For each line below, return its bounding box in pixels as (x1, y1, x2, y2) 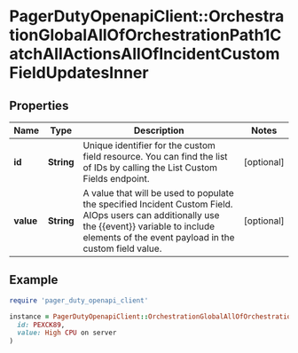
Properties (9, 98, 69, 113)
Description (133, 124, 184, 137)
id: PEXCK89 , (17, 320, 66, 329)
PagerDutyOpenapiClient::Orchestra (9, 6, 285, 27)
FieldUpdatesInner (9, 63, 149, 83)
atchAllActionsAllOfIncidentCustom (9, 44, 280, 64)
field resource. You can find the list (82, 151, 228, 162)
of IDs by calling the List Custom (82, 161, 218, 174)
